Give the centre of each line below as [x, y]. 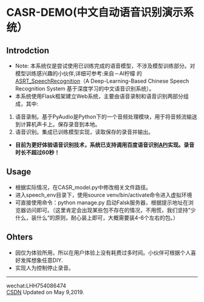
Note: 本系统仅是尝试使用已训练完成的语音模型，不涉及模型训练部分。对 [105, 66]
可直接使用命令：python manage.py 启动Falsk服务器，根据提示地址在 [102, 202]
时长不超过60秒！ [37, 152]
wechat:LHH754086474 [36, 286]
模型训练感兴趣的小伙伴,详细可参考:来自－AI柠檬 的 [79, 73]
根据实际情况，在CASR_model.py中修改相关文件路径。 [83, 187]
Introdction [28, 50]
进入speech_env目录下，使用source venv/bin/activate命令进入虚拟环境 [104, 194]
